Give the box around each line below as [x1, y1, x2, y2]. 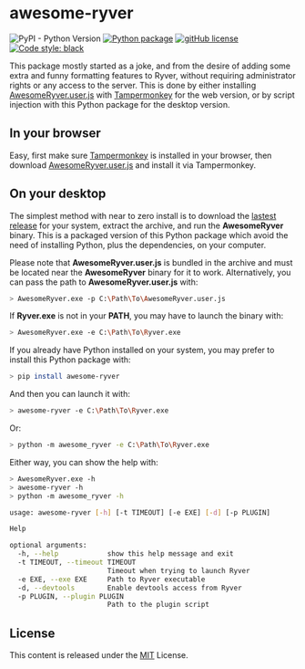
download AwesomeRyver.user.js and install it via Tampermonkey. [9, 159, 257, 171]
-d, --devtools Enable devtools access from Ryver [17, 583, 243, 592]
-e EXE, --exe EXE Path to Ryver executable [17, 574, 206, 584]
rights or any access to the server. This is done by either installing [9, 79, 257, 90]
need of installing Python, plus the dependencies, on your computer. [9, 239, 267, 250]
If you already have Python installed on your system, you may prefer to [9, 345, 275, 356]
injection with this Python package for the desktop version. [9, 99, 230, 110]
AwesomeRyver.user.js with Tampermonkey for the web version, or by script [9, 89, 296, 100]
